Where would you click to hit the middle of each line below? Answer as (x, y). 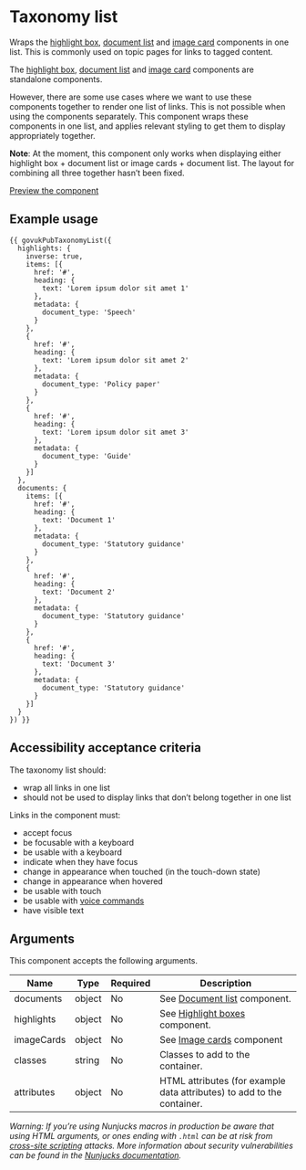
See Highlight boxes (202, 1014)
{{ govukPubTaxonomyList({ (61, 240)
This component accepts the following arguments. (104, 961)
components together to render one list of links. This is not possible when (148, 106)
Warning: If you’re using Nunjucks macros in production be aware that (142, 1126)
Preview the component (54, 190)
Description (226, 984)
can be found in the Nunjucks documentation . (96, 1155)
